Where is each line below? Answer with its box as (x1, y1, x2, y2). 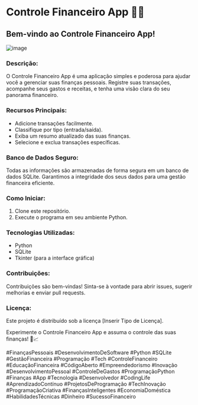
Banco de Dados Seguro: (6, 153, 79, 161)
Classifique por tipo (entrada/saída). (14, 126, 103, 133)
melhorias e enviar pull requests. (6, 289, 86, 296)
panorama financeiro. (6, 92, 59, 99)
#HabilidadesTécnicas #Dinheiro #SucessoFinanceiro (6, 393, 136, 400)
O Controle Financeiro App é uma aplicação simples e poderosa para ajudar (6, 73, 191, 80)
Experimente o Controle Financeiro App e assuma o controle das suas (6, 329, 176, 336)
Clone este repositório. (14, 208, 71, 215)
